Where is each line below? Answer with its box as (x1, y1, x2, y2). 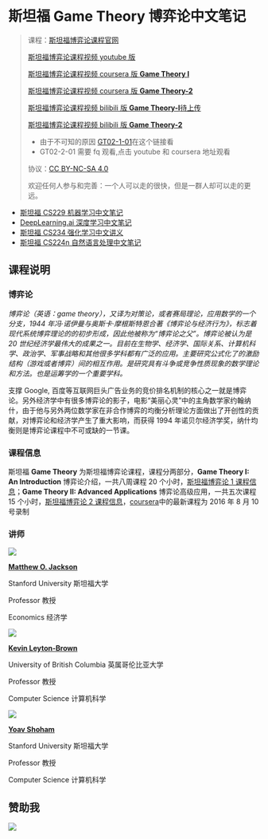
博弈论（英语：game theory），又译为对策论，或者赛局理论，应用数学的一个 (8, 309, 256, 318)
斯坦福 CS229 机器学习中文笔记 (19, 207, 123, 217)
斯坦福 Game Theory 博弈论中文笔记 (8, 7, 247, 26)
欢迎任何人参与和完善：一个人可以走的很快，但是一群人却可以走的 (27, 180, 244, 190)
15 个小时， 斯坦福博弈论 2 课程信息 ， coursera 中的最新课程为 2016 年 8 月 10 (8, 496, 259, 506)
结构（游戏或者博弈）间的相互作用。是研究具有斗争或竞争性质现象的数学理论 (8, 358, 259, 368)
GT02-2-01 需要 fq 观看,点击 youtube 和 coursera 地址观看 (39, 147, 231, 156)
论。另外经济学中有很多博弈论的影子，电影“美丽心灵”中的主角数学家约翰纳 (8, 396, 252, 405)
